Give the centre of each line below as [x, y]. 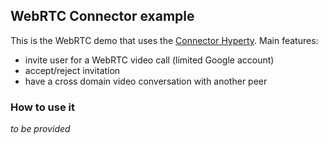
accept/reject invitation [72, 70]
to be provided [40, 129]
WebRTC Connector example [102, 16]
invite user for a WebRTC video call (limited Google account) [149, 60]
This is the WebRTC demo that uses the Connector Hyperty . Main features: [164, 40]
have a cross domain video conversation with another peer [146, 81]
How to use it [42, 107]
